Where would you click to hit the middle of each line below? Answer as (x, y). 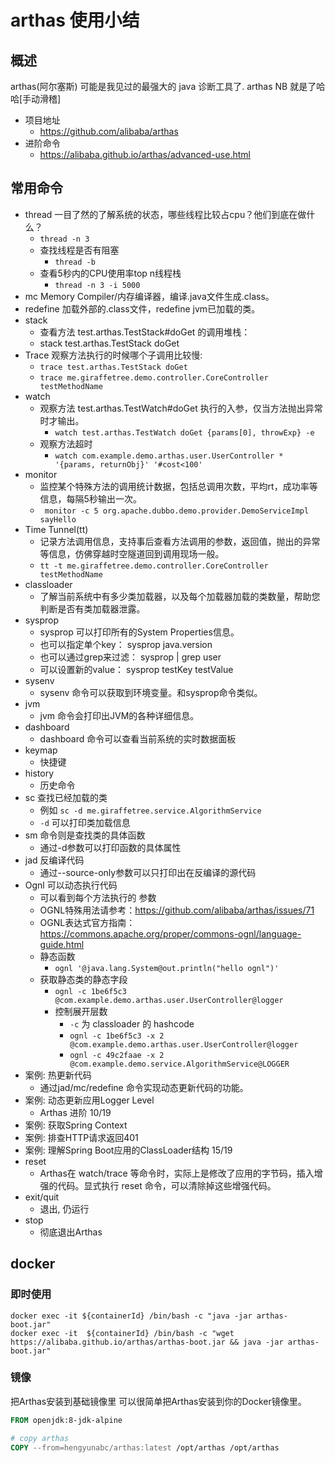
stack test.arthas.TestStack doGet (109, 343)
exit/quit (42, 1197)
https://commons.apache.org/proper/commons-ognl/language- (170, 933)
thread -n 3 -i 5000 (97, 285)
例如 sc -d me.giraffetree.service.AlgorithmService (150, 810)
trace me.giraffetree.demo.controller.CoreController (154, 377)
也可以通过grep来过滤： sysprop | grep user (130, 657)
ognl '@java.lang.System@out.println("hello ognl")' (167, 968)
